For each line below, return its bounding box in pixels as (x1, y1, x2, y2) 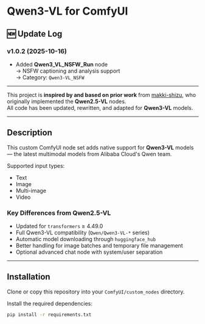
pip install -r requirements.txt (7, 311, 92, 318)
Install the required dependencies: (7, 300, 93, 307)
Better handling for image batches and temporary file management (15, 242, 183, 249)
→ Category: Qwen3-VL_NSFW (15, 73, 85, 81)
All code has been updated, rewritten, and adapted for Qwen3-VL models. (7, 104, 193, 111)
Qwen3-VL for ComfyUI (7, 4, 128, 18)
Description (7, 128, 52, 138)
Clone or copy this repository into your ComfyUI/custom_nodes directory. (7, 288, 185, 295)
